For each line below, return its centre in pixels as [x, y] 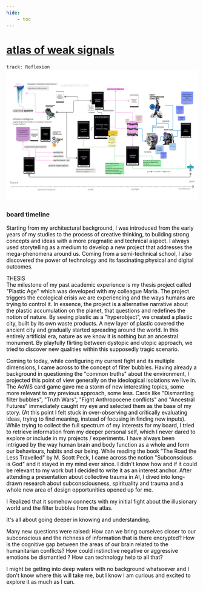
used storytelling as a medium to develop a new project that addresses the [99, 247]
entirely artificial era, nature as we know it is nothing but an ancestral [92, 336]
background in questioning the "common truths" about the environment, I [98, 373]
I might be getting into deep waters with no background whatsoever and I [98, 569]
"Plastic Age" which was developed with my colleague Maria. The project [98, 291]
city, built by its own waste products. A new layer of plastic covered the [95, 323]
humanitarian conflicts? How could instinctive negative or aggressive [92, 550]
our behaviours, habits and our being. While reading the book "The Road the [101, 451]
